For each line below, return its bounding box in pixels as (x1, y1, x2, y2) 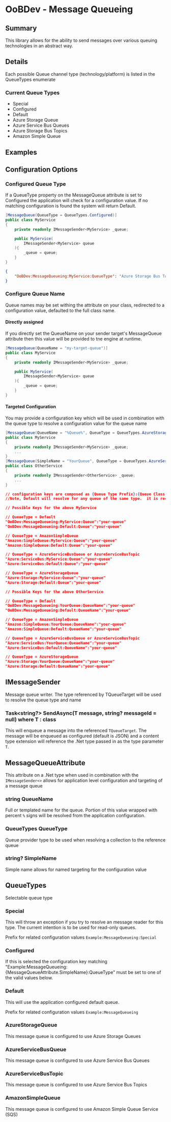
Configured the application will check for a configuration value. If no (5, 198, 148, 204)
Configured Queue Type (5, 180, 66, 187)
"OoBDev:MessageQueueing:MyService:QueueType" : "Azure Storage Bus (14, 273, 160, 278)
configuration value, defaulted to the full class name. (5, 307, 116, 314)
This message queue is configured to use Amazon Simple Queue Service (5, 1106, 159, 1112)
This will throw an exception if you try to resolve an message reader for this (5, 919, 164, 925)
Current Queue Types (5, 89, 60, 96)
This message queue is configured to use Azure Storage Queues (5, 1033, 141, 1039)
